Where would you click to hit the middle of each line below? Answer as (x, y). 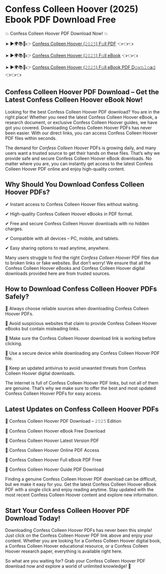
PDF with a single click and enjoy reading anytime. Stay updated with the (80, 490)
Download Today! (33, 518)
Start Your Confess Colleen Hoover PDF (67, 510)
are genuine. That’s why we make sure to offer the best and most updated (81, 388)
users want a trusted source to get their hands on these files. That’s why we (83, 153)
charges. (14, 229)
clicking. (14, 344)
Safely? (17, 296)
